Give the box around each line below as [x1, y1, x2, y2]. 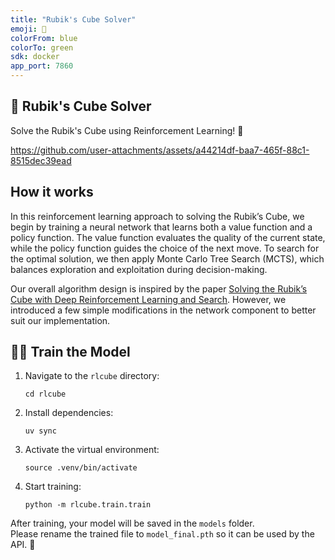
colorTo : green [10, 42, 74, 53]
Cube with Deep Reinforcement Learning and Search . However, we [10, 293, 287, 305]
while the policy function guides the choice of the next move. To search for [10, 242, 320, 254]
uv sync [24, 426, 57, 436]
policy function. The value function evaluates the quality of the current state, [10, 231, 326, 243]
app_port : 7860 [10, 61, 74, 71]
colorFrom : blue [10, 33, 78, 43]
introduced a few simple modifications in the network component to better [10, 304, 317, 316]
